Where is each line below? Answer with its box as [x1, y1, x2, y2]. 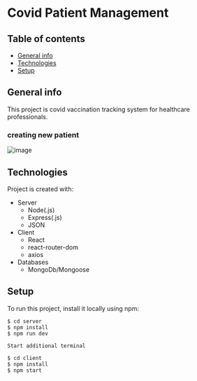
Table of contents [7, 33, 85, 45]
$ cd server [7, 317, 42, 325]
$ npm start [7, 366, 42, 374]
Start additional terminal [7, 342, 86, 349]
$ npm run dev [7, 330, 49, 337]
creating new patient [7, 130, 79, 139]
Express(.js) [27, 213, 63, 221]
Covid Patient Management [7, 5, 169, 21]
